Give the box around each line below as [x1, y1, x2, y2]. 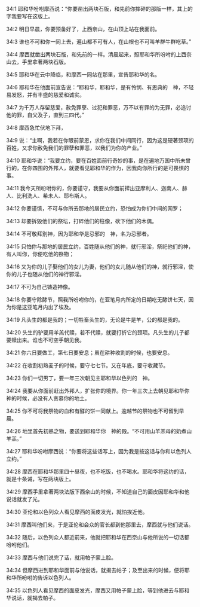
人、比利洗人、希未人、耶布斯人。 [6, 192, 90, 199]
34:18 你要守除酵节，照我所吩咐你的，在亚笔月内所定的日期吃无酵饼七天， [6, 296, 189, 303]
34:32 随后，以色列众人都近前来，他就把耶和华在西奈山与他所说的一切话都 [6, 534, 190, 541]
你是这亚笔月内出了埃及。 [11, 304, 75, 310]
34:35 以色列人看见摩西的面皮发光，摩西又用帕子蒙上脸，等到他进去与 [6, 587, 179, 594]
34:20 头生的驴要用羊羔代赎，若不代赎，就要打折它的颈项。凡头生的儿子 [6, 329, 185, 336]
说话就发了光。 [6, 496, 43, 502]
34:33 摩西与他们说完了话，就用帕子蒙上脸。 [6, 554, 116, 561]
